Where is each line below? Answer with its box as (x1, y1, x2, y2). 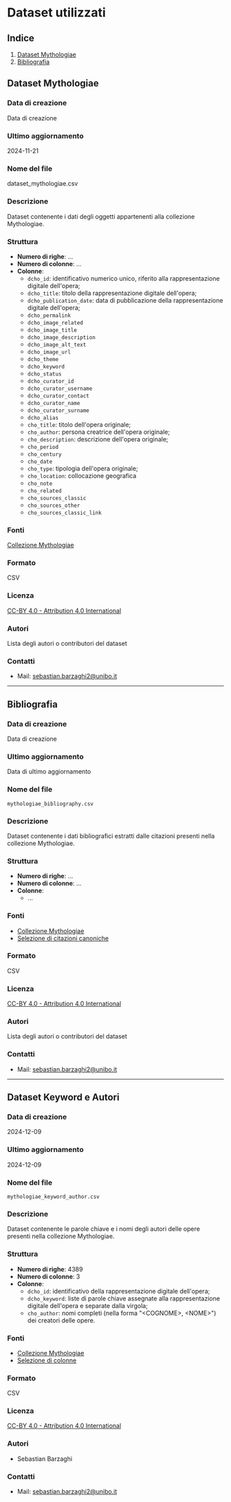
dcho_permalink (27, 312, 71, 319)
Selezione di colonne (16, 1356, 77, 1364)
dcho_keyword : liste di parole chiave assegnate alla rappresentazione (27, 1294, 220, 1303)
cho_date (27, 458, 53, 465)
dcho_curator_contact (27, 392, 89, 400)
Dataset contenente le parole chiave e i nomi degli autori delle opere (7, 1225, 201, 1233)
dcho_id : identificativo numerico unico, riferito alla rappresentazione (27, 274, 220, 283)
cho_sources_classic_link (27, 509, 102, 516)
